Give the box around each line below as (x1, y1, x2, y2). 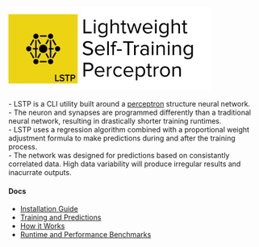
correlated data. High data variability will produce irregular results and (8, 159, 241, 169)
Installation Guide (19, 204, 78, 214)
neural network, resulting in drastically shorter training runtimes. (8, 116, 222, 126)
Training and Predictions (19, 212, 102, 223)
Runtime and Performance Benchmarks (19, 230, 152, 240)
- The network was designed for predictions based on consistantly (8, 151, 230, 160)
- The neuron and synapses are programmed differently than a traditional (8, 107, 252, 117)
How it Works (19, 221, 65, 231)
